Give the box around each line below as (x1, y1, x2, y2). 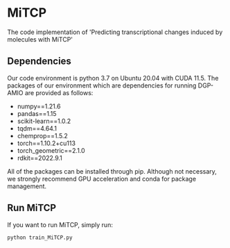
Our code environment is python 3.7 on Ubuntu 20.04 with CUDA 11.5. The (7, 74, 219, 82)
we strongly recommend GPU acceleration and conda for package (7, 174, 196, 183)
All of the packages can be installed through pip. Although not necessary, (7, 167, 217, 175)
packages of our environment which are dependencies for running (7, 81, 197, 90)
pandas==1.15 (17, 109, 57, 117)
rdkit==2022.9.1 (17, 154, 62, 162)
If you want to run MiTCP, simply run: (7, 220, 113, 229)
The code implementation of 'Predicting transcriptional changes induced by (7, 28, 223, 36)
